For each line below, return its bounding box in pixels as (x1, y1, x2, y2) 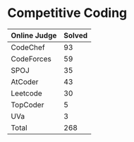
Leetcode (11, 88, 42, 98)
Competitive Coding (7, 5, 128, 21)
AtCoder (11, 76, 39, 86)
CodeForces (11, 54, 51, 64)
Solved (63, 30, 88, 40)
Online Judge (11, 30, 57, 40)
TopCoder (11, 100, 44, 110)
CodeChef (11, 42, 45, 52)
